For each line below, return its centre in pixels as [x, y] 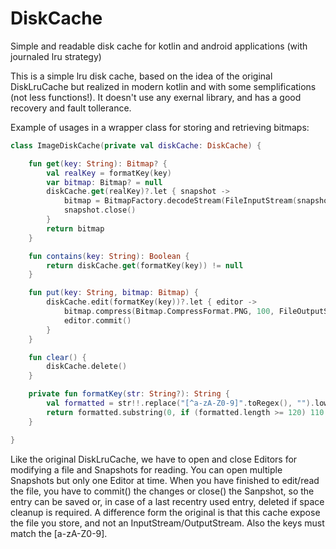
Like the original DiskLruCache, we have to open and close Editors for [154, 459]
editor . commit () [97, 320]
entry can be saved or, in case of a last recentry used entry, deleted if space [167, 501]
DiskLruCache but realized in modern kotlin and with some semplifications [163, 86]
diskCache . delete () [87, 367]
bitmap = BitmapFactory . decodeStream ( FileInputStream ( [180, 201]
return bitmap [75, 228]
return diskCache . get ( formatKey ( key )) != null [145, 265]
